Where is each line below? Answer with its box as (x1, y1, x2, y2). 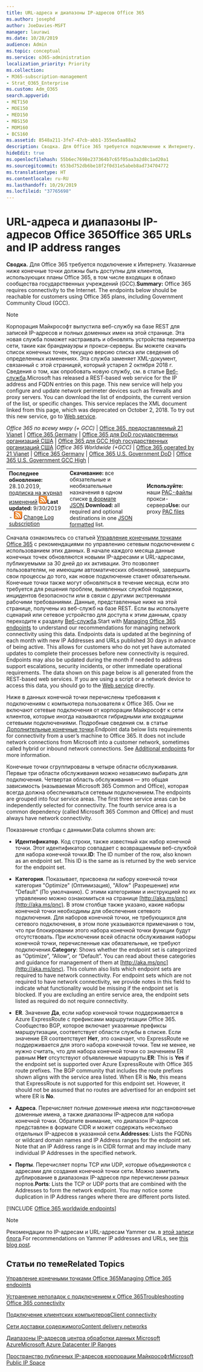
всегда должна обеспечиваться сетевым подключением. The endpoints (6, 789, 192, 796)
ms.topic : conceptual (6, 48, 61, 54)
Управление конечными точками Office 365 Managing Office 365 (6, 1275, 172, 1282)
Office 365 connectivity (6, 1299, 65, 1307)
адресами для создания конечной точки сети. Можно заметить (14, 1168, 180, 1175)
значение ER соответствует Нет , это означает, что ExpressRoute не (14, 1035, 189, 1042)
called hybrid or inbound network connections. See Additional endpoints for (6, 745, 195, 752)
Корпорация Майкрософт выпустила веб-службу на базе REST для (6, 323, 180, 330)
